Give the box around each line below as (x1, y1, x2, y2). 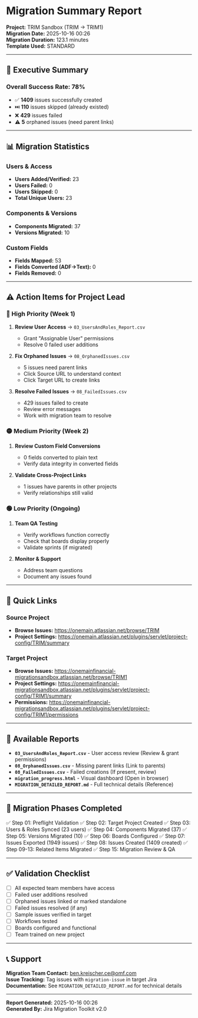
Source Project (6, 613, 50, 622)
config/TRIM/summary (14, 639, 70, 646)
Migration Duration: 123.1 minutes (6, 36, 89, 43)
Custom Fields (6, 244, 48, 252)
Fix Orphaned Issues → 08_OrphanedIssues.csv (14, 352, 130, 359)
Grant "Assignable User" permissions (23, 334, 114, 341)
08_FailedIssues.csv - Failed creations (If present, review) (14, 768, 157, 775)
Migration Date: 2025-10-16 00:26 (6, 29, 90, 37)
